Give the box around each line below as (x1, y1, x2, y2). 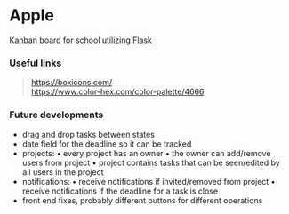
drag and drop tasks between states (21, 129, 156, 139)
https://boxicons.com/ (30, 77, 113, 88)
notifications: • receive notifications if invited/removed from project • (21, 176, 276, 186)
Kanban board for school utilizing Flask (9, 35, 153, 45)
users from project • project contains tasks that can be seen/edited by (21, 157, 280, 168)
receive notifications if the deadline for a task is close (21, 186, 219, 196)
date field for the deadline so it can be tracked (21, 139, 192, 149)
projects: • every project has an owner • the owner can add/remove (21, 147, 271, 158)
